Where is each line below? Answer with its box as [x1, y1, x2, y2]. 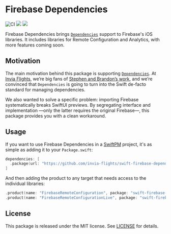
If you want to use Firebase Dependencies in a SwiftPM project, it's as [5, 141, 152, 147]
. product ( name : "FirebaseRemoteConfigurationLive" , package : [5, 195, 138, 200]
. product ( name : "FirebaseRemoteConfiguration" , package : [5, 191, 129, 196]
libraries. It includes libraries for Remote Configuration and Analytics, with [5, 36, 160, 42]
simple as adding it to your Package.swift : [5, 147, 93, 153]
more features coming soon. [5, 42, 65, 48]
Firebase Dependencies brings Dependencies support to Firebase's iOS [5, 31, 153, 37]
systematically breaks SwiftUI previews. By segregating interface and [5, 102, 151, 108]
